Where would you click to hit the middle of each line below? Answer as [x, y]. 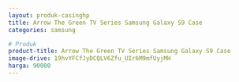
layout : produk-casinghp [49, 15]
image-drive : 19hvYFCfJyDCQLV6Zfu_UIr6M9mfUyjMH [90, 59]
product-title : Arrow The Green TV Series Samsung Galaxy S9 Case [119, 52]
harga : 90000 [30, 66]
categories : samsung [42, 30]
